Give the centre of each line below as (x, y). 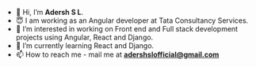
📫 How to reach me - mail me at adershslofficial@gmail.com (117, 54)
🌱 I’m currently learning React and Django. (85, 46)
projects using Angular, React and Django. (84, 37)
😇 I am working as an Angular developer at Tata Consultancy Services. (132, 20)
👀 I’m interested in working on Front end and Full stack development (127, 29)
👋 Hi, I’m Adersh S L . (50, 12)
